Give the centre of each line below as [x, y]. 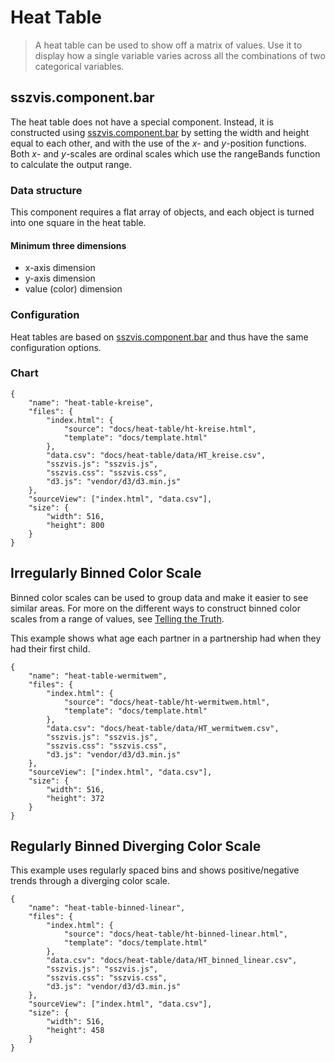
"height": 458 [75, 1031]
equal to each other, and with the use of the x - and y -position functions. [158, 143]
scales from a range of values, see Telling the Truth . [117, 618]
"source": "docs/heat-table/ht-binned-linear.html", [175, 934]
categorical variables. [79, 66]
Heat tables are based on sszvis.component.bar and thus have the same [159, 337]
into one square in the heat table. [78, 223]
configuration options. [56, 347]
